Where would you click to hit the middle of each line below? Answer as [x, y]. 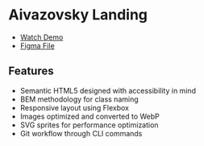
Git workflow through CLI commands [81, 133]
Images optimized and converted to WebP [90, 116]
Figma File [37, 45]
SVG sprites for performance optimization [89, 125]
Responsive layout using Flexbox [74, 107]
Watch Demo [42, 37]
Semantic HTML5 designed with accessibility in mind [108, 90]
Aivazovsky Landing [78, 15]
